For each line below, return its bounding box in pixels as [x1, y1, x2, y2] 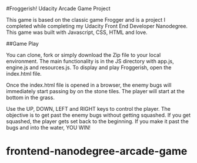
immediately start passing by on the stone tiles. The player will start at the [6, 88, 185, 94]
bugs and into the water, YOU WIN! [6, 124, 91, 131]
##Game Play [6, 40, 39, 47]
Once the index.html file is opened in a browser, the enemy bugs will [6, 81, 172, 89]
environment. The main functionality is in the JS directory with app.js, [6, 58, 175, 64]
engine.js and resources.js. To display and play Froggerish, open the [6, 64, 172, 71]
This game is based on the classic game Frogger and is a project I [6, 16, 166, 23]
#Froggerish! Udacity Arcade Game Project [6, 5, 111, 12]
